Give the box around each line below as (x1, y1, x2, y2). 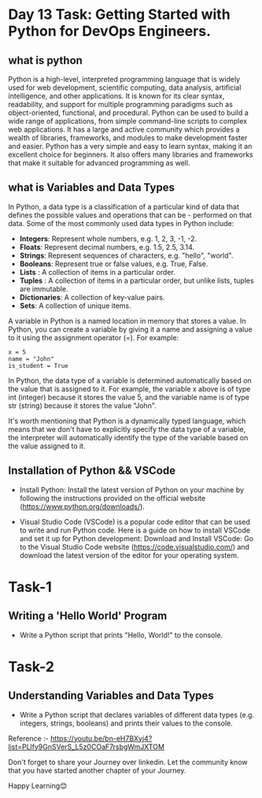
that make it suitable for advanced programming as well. (8, 158, 190, 167)
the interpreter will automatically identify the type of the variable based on (8, 432, 249, 442)
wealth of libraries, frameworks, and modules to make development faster (8, 133, 248, 143)
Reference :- (8, 733, 49, 743)
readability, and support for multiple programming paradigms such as (8, 100, 234, 109)
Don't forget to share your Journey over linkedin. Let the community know (8, 757, 248, 766)
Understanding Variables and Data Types (8, 689, 214, 703)
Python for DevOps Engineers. (8, 22, 211, 40)
